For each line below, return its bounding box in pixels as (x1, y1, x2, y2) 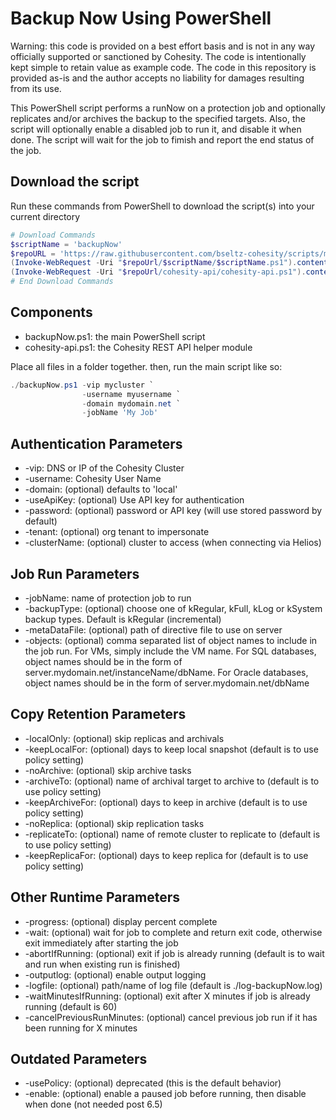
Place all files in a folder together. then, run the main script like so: (10, 360, 283, 372)
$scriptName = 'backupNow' (10, 239, 123, 249)
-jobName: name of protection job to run (24, 592, 192, 604)
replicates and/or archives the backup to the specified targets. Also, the (10, 112, 306, 124)
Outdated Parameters (10, 1050, 148, 1067)
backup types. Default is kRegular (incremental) (24, 613, 222, 625)
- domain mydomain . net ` (81, 398, 182, 409)
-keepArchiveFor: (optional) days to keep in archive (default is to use (24, 796, 308, 808)
